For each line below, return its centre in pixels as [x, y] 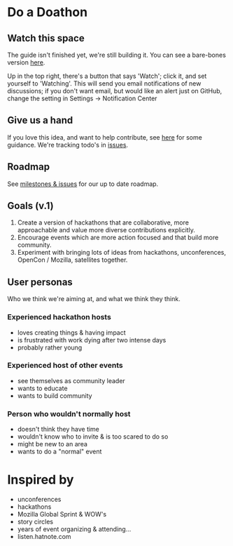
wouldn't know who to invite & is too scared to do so [93, 437]
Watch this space [46, 38]
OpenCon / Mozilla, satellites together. [72, 260]
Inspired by [41, 480]
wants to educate [42, 388]
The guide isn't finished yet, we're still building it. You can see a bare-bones [116, 55]
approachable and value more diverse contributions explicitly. [106, 230]
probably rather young [50, 347]
